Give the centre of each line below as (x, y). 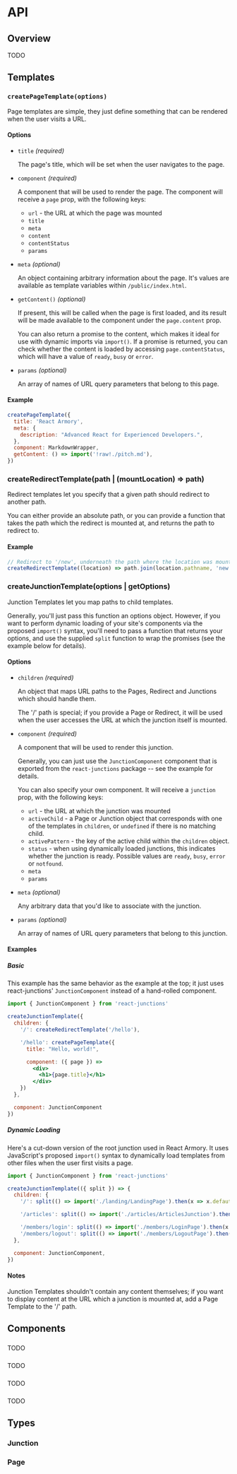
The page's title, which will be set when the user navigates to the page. (121, 164)
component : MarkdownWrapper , (56, 448)
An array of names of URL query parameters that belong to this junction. (122, 933)
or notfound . (45, 863)
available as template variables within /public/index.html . (102, 285)
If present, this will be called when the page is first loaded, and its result (122, 312)
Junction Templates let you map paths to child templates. (90, 602)
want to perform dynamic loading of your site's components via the (105, 623)
